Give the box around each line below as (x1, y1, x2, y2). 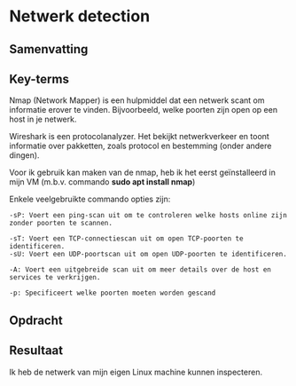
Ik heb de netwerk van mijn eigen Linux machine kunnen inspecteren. (9, 366, 263, 377)
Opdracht (9, 312, 64, 327)
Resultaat (9, 343, 64, 358)
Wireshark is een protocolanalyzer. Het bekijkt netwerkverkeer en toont (9, 131, 270, 142)
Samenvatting (9, 42, 89, 57)
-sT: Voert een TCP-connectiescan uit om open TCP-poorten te (9, 234, 244, 243)
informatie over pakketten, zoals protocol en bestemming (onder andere (9, 140, 272, 152)
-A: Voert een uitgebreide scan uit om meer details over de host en (9, 265, 272, 274)
